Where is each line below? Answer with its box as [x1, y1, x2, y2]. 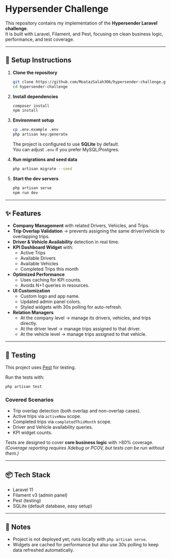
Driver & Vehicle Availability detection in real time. [12, 239, 120, 245]
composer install [12, 103, 50, 108]
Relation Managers [12, 310, 54, 316]
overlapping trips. [12, 234, 50, 240]
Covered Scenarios [5, 397, 54, 404]
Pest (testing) [12, 498, 41, 504]
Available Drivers [20, 255, 56, 261]
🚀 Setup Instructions [5, 56, 72, 64]
